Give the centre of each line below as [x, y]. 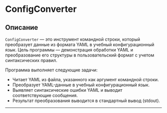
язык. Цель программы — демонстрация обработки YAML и [69, 50]
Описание [22, 28]
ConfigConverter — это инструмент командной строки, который [73, 39]
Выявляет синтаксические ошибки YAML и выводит [67, 90]
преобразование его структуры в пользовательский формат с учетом [80, 55]
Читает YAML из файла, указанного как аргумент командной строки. [85, 80]
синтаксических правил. [31, 60]
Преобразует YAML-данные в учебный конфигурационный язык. [81, 85]
